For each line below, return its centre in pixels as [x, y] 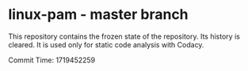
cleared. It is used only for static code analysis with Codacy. [106, 44]
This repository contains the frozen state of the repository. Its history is [124, 36]
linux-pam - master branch [98, 15]
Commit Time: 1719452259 [52, 60]
